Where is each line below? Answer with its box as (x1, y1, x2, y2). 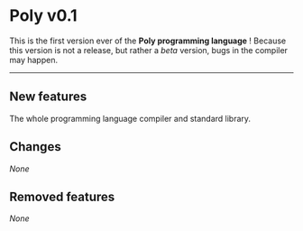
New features (9, 89, 87, 105)
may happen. (9, 54, 59, 65)
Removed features (9, 189, 115, 204)
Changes (9, 139, 61, 154)
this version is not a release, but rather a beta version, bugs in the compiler (9, 44, 289, 55)
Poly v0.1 (9, 5, 78, 26)
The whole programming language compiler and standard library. (9, 113, 251, 124)
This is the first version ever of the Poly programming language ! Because (9, 35, 287, 46)
